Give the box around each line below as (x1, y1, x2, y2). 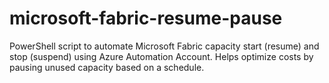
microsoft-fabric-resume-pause (9, 7, 283, 30)
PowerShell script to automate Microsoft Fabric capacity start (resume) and (9, 40, 320, 52)
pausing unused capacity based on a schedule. (9, 61, 205, 73)
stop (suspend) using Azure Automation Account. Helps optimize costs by (9, 50, 314, 62)
